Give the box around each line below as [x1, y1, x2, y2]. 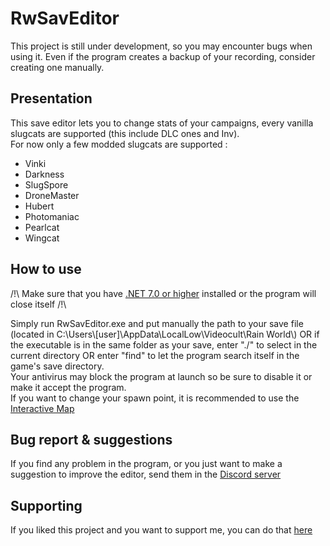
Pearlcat [24, 221, 60, 233]
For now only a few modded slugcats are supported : [10, 138, 228, 150]
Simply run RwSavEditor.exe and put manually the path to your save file [10, 317, 304, 329]
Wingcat [24, 232, 60, 244]
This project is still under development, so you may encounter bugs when [10, 40, 313, 52]
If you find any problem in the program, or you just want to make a [10, 458, 283, 470]
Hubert [24, 200, 55, 212]
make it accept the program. [10, 381, 127, 393]
